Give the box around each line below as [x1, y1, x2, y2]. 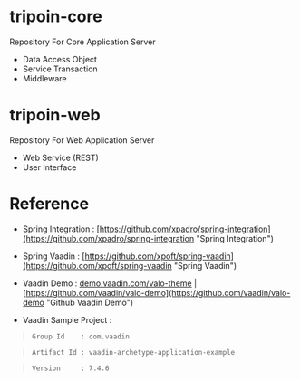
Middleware [22, 72, 67, 83]
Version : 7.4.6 [31, 364, 110, 373]
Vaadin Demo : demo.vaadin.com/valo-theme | [22, 278, 198, 289]
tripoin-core [9, 6, 102, 27]
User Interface [22, 161, 77, 173]
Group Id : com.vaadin [31, 332, 130, 341]
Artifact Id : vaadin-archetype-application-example [31, 348, 236, 357]
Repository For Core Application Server [9, 36, 156, 47]
